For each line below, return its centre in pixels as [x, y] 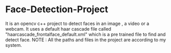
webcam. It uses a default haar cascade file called [58, 29]
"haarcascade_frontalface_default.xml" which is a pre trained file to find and [85, 34]
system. [14, 45]
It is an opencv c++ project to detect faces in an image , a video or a [77, 23]
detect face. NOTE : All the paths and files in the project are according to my [86, 40]
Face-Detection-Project [57, 9]
